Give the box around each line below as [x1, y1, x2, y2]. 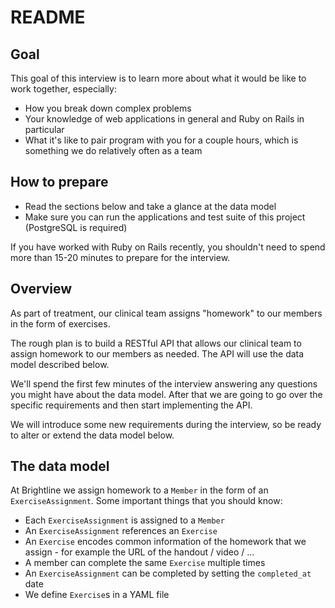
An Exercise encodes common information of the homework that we [24, 536, 307, 548]
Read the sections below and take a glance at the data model [24, 200, 277, 212]
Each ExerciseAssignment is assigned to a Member [24, 514, 225, 526]
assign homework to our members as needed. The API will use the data [10, 347, 305, 360]
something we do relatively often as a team [24, 145, 203, 156]
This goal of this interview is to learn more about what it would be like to [10, 72, 307, 84]
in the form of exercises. [10, 317, 111, 330]
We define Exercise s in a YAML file [24, 589, 170, 601]
